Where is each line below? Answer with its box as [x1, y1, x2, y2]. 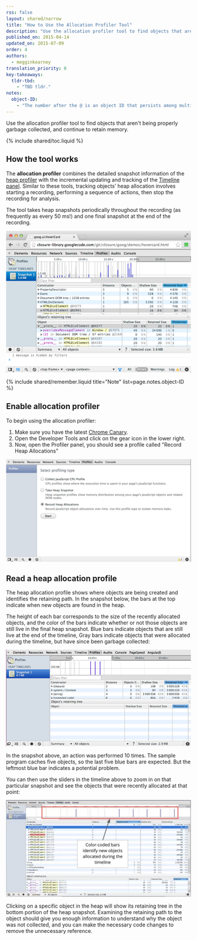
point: [6, 789, 21, 796]
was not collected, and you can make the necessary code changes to [6, 921, 174, 928]
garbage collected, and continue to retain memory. [6, 125, 129, 132]
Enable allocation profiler [6, 401, 100, 411]
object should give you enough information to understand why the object [6, 915, 182, 922]
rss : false [6, 9, 33, 15]
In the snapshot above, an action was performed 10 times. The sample [6, 752, 176, 759]
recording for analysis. [6, 195, 60, 202]
